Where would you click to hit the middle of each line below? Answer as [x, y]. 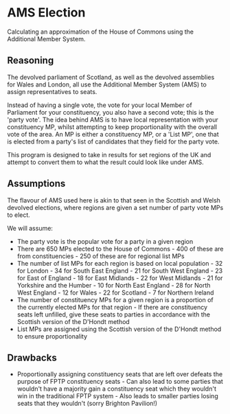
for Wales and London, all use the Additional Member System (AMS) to [107, 84]
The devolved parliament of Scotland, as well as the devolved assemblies [111, 77]
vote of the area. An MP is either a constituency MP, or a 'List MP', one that [113, 134]
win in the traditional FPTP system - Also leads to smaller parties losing [117, 396]
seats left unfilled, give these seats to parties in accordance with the [114, 314]
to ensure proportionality [52, 336]
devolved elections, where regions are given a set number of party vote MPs [115, 207]
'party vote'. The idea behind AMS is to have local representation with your [113, 119]
